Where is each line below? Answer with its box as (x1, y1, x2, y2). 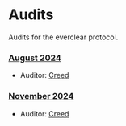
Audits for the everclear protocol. (8, 32, 119, 42)
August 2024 (8, 52, 62, 63)
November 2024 (8, 91, 74, 102)
